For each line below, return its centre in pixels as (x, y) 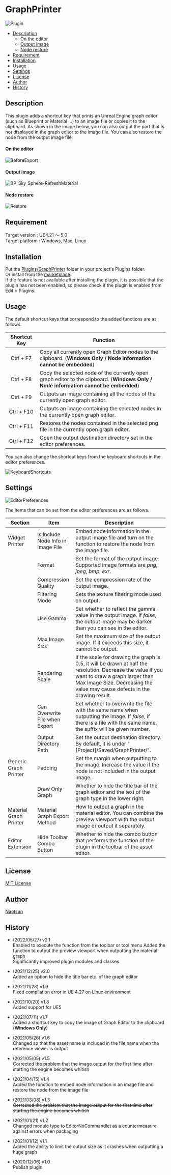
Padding (47, 768)
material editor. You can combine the (119, 813)
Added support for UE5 (37, 1007)
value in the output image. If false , (116, 615)
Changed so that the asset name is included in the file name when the (86, 1043)
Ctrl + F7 (21, 358)
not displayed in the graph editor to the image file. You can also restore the (83, 132)
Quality (46, 586)
